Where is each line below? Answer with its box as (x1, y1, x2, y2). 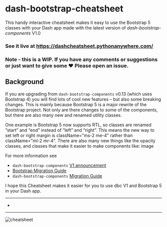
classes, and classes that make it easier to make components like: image (5, 143, 154, 149)
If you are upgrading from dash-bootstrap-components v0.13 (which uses (5, 91, 153, 97)
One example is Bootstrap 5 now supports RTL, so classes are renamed (5, 122, 152, 128)
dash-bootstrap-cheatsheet (5, 3, 124, 14)
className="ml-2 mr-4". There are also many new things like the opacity (5, 138, 156, 144)
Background (5, 78, 44, 86)
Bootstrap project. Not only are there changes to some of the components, (5, 107, 158, 113)
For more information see (5, 153, 57, 159)
